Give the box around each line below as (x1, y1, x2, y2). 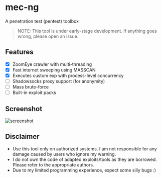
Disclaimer (5, 132, 40, 141)
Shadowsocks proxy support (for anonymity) (12, 78, 105, 84)
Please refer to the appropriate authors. (12, 161, 94, 167)
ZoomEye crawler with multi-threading (12, 61, 92, 67)
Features (5, 48, 34, 56)
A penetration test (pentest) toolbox (5, 18, 79, 24)
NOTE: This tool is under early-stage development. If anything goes (17, 28, 157, 34)
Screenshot (5, 105, 43, 113)
